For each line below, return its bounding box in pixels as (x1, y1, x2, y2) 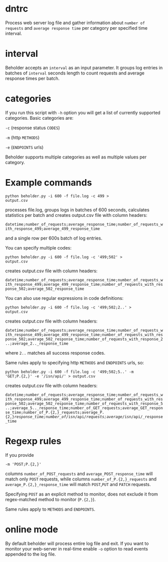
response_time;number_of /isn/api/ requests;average (14, 414, 123, 419)
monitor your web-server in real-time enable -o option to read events (5, 545, 148, 551)
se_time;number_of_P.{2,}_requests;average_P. (5, 410, 105, 415)
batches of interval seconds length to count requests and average (5, 70, 145, 76)
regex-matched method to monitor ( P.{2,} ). (5, 496, 96, 502)
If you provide (5, 452, 34, 458)
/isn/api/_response (122, 414, 163, 419)
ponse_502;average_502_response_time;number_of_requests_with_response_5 (5, 401, 163, 406)
